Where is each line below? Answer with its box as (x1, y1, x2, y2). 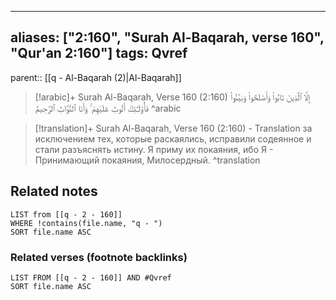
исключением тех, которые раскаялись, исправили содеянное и (34, 132, 312, 145)
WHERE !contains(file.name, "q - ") (10, 218, 163, 228)
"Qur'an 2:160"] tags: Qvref (10, 45, 188, 62)
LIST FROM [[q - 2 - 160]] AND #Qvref (10, 272, 172, 283)
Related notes (10, 183, 98, 200)
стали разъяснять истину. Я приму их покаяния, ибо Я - (34, 143, 274, 155)
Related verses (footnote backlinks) (10, 250, 188, 264)
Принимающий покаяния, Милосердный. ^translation (34, 154, 261, 166)
